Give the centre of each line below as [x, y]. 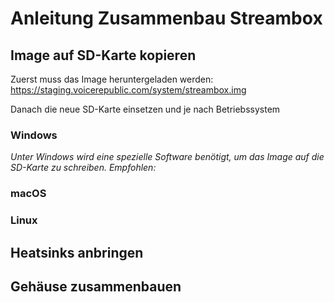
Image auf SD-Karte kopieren [103, 55]
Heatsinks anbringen [77, 252]
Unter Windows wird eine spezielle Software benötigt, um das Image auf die [167, 157]
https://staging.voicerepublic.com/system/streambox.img [128, 90]
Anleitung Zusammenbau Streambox [166, 18]
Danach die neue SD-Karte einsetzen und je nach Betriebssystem [145, 109]
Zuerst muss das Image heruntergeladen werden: [112, 79]
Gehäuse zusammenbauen [96, 286]
